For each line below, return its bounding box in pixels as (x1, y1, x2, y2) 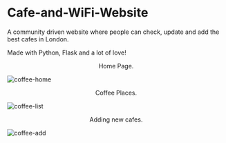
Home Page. (98, 61, 134, 70)
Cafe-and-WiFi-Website (7, 5, 149, 21)
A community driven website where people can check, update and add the (7, 28, 220, 36)
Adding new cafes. (89, 115, 143, 124)
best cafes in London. (7, 35, 69, 43)
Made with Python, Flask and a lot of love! (7, 48, 126, 57)
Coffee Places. (95, 88, 138, 97)
